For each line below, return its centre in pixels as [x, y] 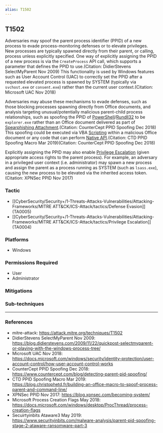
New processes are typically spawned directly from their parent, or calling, [80, 51]
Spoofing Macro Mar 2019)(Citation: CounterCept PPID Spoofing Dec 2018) [80, 143]
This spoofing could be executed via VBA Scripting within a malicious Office [81, 133]
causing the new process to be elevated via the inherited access [69, 173]
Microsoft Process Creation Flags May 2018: [56, 400]
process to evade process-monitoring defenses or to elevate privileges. [77, 46]
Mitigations [19, 291]
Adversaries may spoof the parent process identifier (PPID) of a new [73, 41]
